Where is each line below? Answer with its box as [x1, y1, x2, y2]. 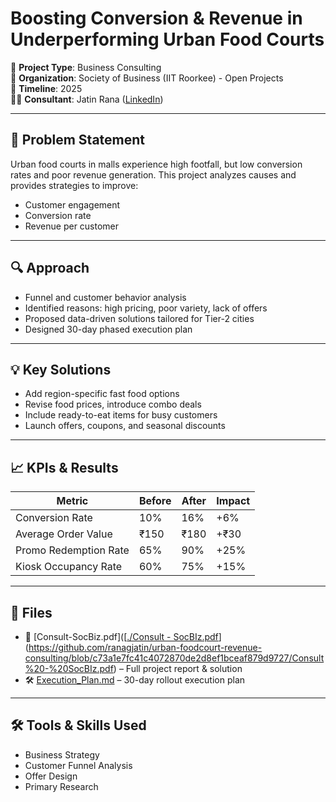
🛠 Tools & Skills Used [10, 717, 147, 734]
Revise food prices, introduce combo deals [24, 398, 202, 411]
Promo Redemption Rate [15, 543, 130, 557]
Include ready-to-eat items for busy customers [24, 409, 218, 421]
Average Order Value [15, 527, 113, 541]
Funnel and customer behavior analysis [24, 291, 187, 303]
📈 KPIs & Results [10, 459, 119, 476]
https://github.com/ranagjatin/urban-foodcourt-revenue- [28, 642, 263, 653]
